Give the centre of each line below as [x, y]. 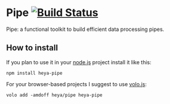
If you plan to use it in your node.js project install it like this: [79, 62]
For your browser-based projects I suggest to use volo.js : [77, 84]
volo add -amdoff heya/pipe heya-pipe [54, 95]
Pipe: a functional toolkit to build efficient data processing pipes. [85, 29]
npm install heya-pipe [34, 73]
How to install [32, 48]
